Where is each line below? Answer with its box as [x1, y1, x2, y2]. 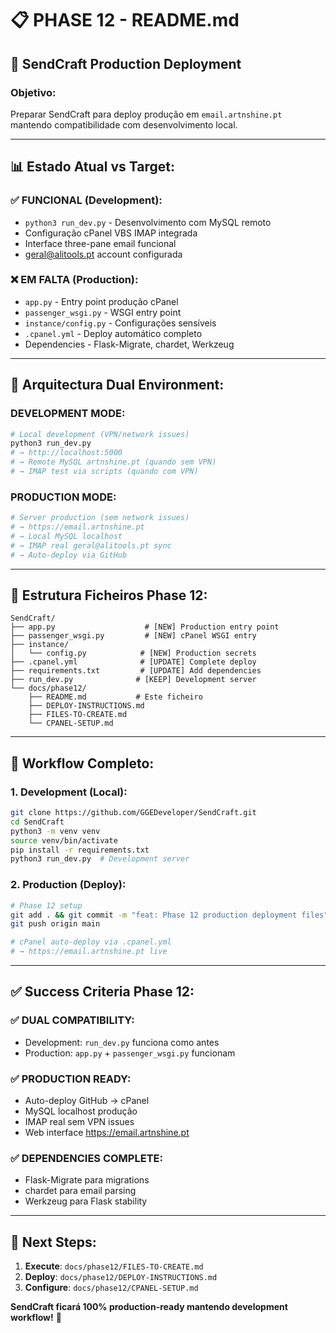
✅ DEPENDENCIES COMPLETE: [10, 1151, 163, 1165]
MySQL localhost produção [24, 1105, 138, 1117]
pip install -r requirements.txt [10, 845, 150, 855]
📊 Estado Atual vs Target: [10, 158, 175, 176]
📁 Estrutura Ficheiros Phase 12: [10, 587, 208, 604]
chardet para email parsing [24, 1185, 137, 1197]
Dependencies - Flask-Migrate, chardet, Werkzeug [24, 338, 235, 350]
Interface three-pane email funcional [24, 237, 177, 249]
